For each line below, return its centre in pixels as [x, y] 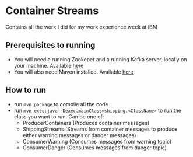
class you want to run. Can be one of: [59, 116]
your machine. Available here [49, 65]
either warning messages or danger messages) [79, 135]
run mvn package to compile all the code [61, 104]
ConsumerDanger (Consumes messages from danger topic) [95, 148]
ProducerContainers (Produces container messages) [86, 123]
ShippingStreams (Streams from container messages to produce [100, 129]
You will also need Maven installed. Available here [73, 72]
